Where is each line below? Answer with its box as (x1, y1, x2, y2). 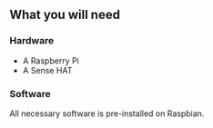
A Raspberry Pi (22, 54, 80, 66)
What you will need (9, 7, 121, 23)
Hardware (9, 34, 55, 47)
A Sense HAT (22, 64, 73, 75)
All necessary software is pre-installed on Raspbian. (9, 108, 205, 119)
